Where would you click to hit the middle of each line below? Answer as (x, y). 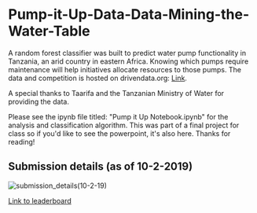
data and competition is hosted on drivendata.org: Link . (97, 78)
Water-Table (49, 31)
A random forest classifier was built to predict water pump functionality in (127, 53)
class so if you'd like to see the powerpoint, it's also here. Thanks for (119, 133)
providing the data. (39, 101)
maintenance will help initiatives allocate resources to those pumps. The (125, 69)
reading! (22, 141)
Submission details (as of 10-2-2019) (101, 167)
